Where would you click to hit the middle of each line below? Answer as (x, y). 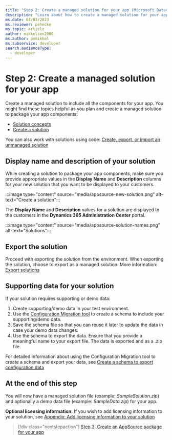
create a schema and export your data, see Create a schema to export (79, 362)
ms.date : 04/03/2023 (27, 19)
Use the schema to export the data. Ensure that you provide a (78, 335)
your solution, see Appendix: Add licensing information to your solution (80, 416)
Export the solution (36, 247)
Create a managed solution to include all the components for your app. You (84, 104)
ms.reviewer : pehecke (28, 24)
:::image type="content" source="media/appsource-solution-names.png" (83, 225)
